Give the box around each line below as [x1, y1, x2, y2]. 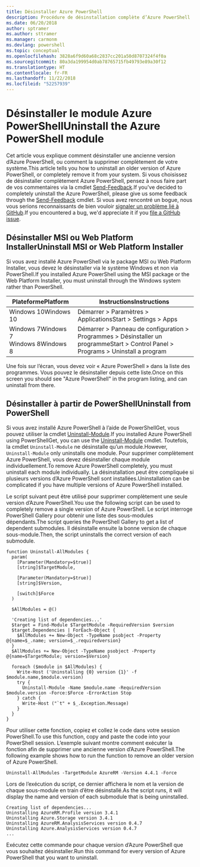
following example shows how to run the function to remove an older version [6, 752, 194, 759]
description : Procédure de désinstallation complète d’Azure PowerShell [6, 14, 190, 20]
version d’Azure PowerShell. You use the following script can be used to [6, 499, 180, 506]
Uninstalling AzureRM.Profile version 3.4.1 [6, 810, 118, 816]
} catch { [17, 695, 42, 701]
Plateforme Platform [11, 297, 70, 305]
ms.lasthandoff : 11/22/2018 [6, 75, 76, 81]
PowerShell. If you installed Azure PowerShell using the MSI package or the [6, 270, 190, 278]
